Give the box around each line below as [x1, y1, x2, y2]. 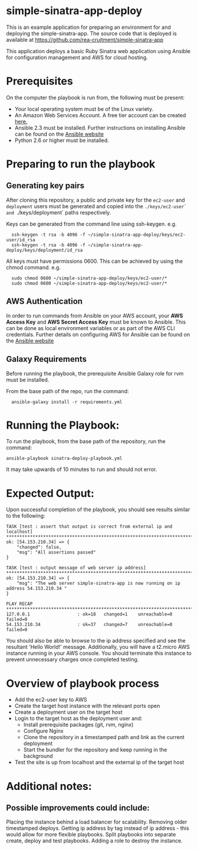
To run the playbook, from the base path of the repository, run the [6, 438, 166, 445]
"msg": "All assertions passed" [16, 549, 96, 555]
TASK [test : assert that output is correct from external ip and [6, 523, 173, 530]
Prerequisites [6, 75, 74, 88]
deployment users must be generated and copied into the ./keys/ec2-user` [6, 202, 187, 210]
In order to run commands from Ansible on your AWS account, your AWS [6, 312, 183, 319]
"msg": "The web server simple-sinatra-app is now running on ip [16, 581, 181, 587]
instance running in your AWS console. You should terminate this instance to [6, 650, 192, 657]
